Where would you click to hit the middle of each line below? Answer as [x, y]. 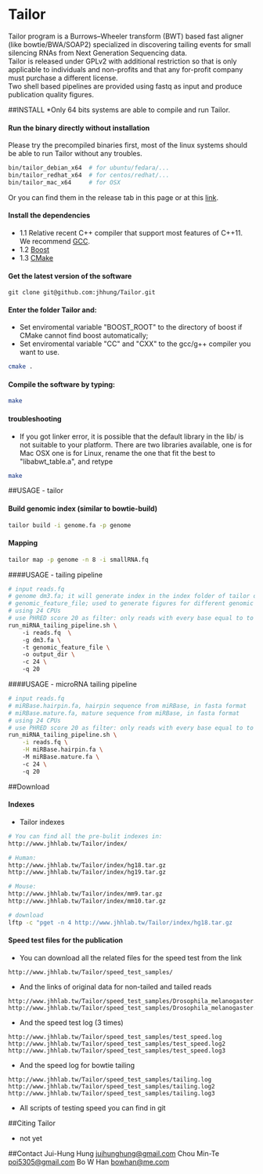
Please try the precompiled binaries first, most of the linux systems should [128, 145]
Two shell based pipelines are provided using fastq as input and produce [125, 86]
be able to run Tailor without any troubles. [75, 154]
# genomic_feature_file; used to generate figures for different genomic [131, 603]
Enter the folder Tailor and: [52, 310]
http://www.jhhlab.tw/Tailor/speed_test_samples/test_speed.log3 [117, 1050]
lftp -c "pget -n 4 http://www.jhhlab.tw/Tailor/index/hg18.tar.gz [121, 922]
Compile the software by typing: [62, 384]
